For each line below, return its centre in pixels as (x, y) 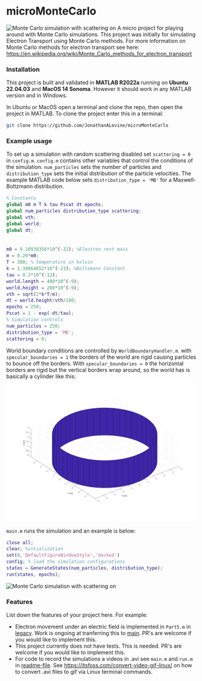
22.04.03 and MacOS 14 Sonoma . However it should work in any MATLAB (99, 89)
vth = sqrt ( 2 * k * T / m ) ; (33, 294)
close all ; (20, 543)
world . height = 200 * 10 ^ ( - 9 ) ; (43, 288)
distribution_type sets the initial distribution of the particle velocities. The (99, 173)
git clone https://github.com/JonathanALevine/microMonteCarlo (87, 125)
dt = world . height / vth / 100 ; (42, 301)
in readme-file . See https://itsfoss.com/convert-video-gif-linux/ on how (103, 665)
